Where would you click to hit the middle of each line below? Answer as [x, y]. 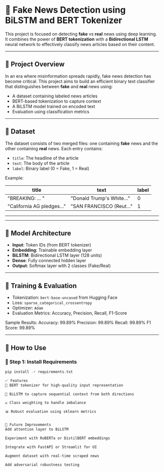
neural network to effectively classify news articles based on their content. [80, 44]
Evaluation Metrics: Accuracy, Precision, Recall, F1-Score [70, 313]
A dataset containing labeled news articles [55, 96]
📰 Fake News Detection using [65, 10]
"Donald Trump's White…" [100, 198]
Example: [14, 178]
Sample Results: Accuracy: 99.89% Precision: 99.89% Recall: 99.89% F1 [78, 323]
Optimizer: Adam [28, 308]
